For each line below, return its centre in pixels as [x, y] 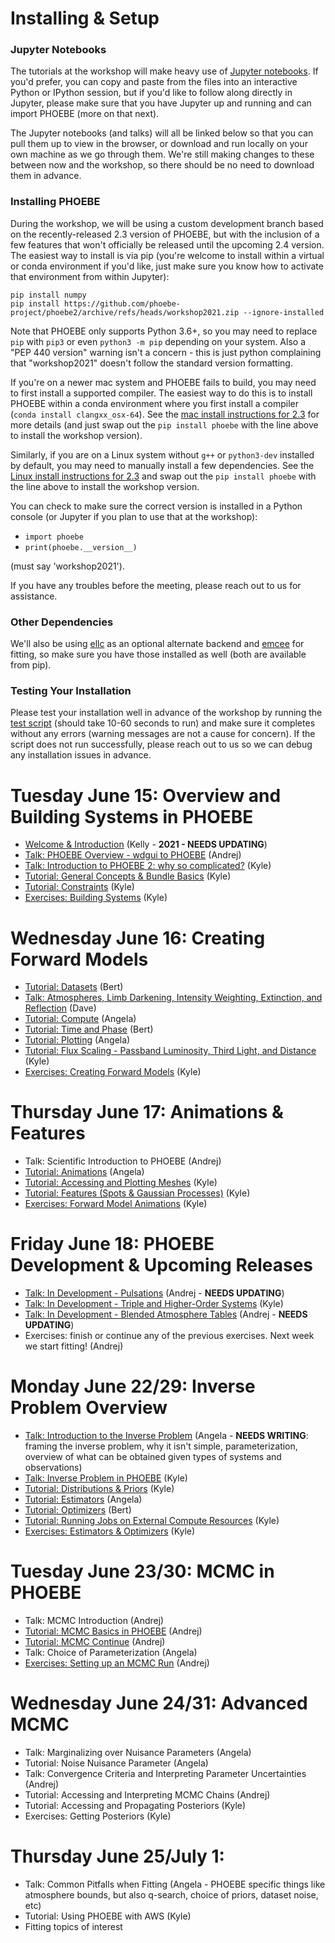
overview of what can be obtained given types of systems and [153, 1457]
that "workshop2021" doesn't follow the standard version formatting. [151, 363]
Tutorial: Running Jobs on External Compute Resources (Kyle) [152, 1521]
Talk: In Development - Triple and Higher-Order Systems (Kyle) [154, 1304]
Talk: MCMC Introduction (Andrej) [94, 1620]
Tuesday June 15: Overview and [146, 795]
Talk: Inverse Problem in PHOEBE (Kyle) [106, 1478]
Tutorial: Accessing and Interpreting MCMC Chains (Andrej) [147, 1794]
